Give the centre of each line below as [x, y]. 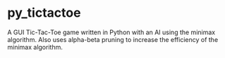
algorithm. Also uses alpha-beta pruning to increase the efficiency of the [113, 39]
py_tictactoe [44, 13]
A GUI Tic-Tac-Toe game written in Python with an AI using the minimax [111, 32]
